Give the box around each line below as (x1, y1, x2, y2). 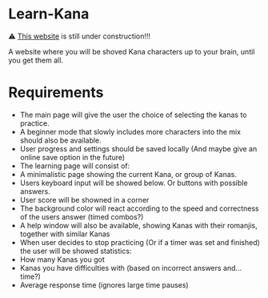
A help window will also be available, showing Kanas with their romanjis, (19, 220, 258, 230)
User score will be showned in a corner (19, 195, 150, 204)
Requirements (8, 83, 104, 102)
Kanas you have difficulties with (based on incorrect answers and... (19, 263, 242, 272)
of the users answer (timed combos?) (19, 211, 144, 221)
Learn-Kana (8, 5, 90, 23)
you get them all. (8, 55, 64, 65)
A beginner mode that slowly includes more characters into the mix (19, 127, 242, 136)
